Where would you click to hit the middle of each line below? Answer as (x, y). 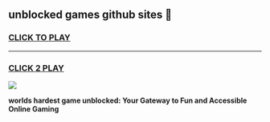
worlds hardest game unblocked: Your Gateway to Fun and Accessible (128, 100)
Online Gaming (34, 108)
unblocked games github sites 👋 (90, 15)
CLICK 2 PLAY (36, 67)
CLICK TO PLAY (39, 38)
